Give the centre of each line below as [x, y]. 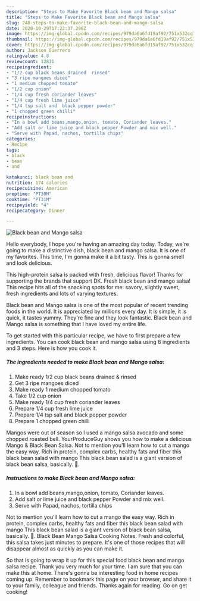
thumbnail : [20, 39]
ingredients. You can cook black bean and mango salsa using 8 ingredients [98, 342]
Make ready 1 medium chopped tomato [63, 390]
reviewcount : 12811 [30, 61]
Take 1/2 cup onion [38, 396]
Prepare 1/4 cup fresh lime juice [54, 409]
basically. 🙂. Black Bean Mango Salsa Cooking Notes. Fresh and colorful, [95, 536]
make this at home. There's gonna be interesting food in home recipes [92, 573]
